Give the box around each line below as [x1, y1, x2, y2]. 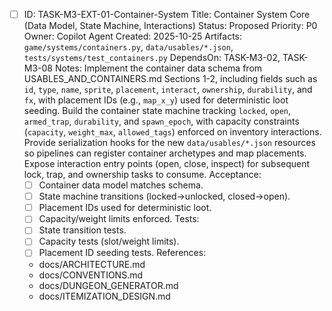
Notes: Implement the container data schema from [54, 62, 263, 74]
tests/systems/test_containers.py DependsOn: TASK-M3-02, [23, 52, 281, 64]
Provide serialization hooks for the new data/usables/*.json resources [23, 137, 316, 149]
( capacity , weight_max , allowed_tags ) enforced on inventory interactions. [23, 126, 322, 138]
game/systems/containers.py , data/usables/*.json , [23, 41, 234, 53]
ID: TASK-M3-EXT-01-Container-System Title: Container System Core [23, 9, 311, 20]
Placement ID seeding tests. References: [38, 247, 207, 259]
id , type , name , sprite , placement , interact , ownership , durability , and [23, 84, 313, 96]
